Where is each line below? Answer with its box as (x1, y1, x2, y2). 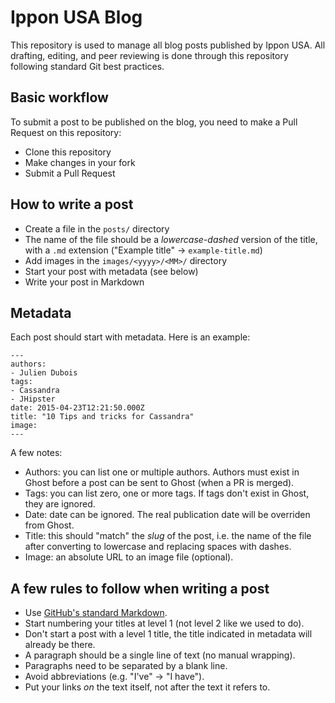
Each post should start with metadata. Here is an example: (10, 331, 251, 343)
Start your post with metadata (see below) (24, 265, 199, 277)
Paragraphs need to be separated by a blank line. (24, 660, 228, 672)
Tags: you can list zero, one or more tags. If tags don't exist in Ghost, (24, 487, 310, 500)
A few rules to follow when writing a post (10, 580, 270, 597)
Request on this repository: (10, 126, 122, 138)
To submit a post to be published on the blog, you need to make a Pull (10, 116, 298, 128)
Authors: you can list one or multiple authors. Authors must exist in (24, 466, 300, 478)
